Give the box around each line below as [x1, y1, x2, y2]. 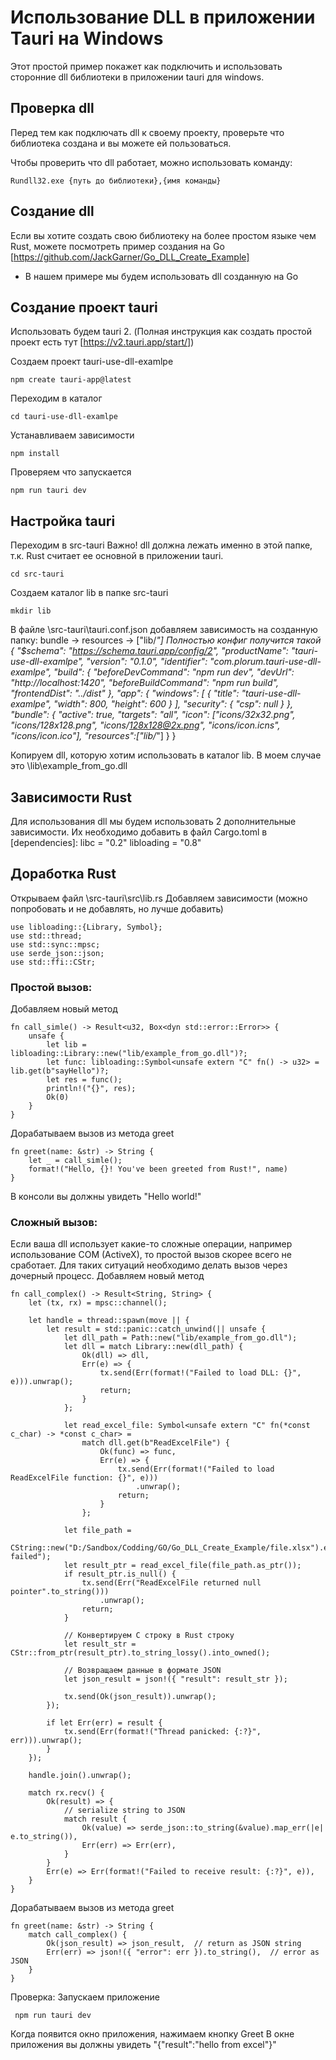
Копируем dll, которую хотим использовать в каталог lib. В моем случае [10, 749, 322, 761]
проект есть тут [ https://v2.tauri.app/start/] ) [10, 336, 195, 348]
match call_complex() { [28, 1930, 128, 1940]
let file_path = [63, 1526, 132, 1536]
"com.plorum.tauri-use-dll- [209, 656, 322, 668]
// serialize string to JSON [63, 1806, 186, 1816]
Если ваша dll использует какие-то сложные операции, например [10, 1238, 293, 1250]
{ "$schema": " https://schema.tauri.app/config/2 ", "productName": [10, 645, 289, 657]
